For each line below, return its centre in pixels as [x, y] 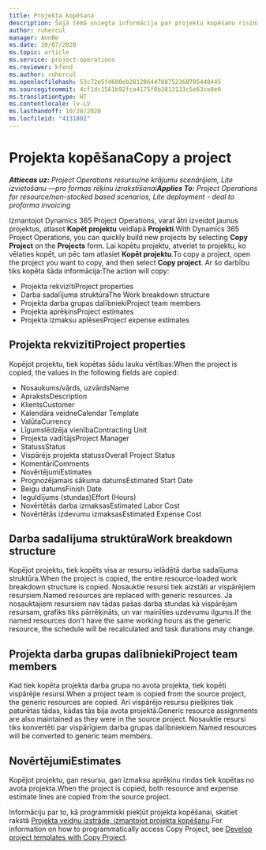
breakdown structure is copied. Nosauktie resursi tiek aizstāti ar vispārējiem [132, 587]
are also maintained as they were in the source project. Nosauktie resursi [127, 719]
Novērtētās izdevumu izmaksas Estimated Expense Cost [111, 514]
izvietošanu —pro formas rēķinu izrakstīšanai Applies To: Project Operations [133, 188]
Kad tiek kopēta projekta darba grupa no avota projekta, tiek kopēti [118, 685]
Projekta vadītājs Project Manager [75, 438]
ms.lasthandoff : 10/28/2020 [55, 112]
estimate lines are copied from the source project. [90, 797]
